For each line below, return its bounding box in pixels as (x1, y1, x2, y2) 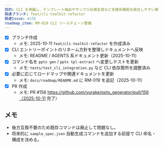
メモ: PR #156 (18, 89, 47, 95)
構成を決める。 (11, 137, 42, 143)
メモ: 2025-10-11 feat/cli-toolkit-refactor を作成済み (18, 41, 131, 47)
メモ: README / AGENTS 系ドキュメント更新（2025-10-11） (18, 53, 140, 59)
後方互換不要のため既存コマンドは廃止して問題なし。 (11, 125, 119, 131)
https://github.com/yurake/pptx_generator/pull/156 (47, 89, 149, 95)
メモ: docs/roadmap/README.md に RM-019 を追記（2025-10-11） (18, 77, 145, 83)
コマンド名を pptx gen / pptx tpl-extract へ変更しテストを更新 (11, 59, 139, 65)
